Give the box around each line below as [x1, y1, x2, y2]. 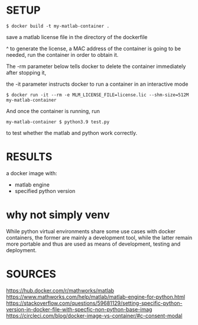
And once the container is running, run [6, 107, 100, 114]
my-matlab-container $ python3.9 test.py [6, 119, 110, 125]
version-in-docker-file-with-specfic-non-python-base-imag [6, 305, 152, 313]
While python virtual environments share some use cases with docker [6, 227, 176, 234]
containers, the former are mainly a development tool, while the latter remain [6, 234, 193, 241]
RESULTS [6, 150, 53, 163]
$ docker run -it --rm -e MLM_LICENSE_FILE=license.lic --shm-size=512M [6, 92, 189, 98]
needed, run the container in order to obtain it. [6, 51, 119, 58]
